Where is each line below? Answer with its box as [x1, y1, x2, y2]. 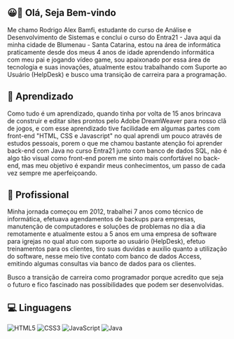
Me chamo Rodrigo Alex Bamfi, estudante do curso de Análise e [7, 25, 191, 34]
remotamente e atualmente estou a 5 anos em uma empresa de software [7, 230, 217, 238]
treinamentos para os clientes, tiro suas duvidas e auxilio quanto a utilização [7, 244, 228, 253]
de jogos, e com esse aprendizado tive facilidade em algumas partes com [7, 124, 221, 132]
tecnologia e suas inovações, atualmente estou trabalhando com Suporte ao [7, 62, 228, 71]
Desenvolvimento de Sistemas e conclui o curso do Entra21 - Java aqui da [7, 33, 221, 41]
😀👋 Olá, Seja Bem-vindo [7, 7, 117, 19]
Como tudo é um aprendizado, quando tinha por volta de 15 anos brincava [7, 109, 221, 118]
